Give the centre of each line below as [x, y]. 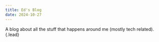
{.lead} [12, 34]
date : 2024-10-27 [23, 15]
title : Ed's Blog [23, 10]
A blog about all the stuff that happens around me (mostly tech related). [80, 29]
